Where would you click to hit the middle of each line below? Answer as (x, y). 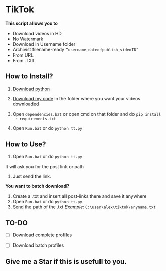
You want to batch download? (37, 186)
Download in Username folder (44, 44)
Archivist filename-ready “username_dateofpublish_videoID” (75, 49)
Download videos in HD (37, 33)
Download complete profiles (42, 235)
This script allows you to (32, 23)
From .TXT (23, 60)
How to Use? (26, 144)
